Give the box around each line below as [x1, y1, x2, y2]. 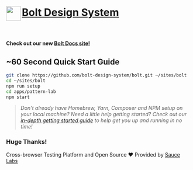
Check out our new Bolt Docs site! [6, 40, 91, 47]
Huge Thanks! [6, 138, 47, 146]
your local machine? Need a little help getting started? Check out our [20, 111, 187, 118]
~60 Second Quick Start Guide [6, 57, 120, 67]
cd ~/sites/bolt [6, 78, 46, 84]
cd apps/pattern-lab [6, 88, 57, 95]
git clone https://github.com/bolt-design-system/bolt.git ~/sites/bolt [6, 72, 187, 78]
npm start [6, 94, 30, 100]
